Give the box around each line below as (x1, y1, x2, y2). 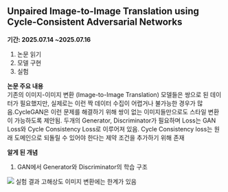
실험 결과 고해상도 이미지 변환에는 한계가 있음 (15, 177, 137, 185)
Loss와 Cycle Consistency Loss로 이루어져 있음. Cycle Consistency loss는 (7, 125, 213, 133)
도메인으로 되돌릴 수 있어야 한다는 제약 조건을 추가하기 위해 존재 (14, 134, 185, 142)
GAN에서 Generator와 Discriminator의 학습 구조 (16, 162, 148, 171)
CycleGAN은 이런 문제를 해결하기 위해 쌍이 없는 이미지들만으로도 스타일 (14, 107, 207, 116)
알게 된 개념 (7, 148, 38, 156)
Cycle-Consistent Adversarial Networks (7, 17, 183, 28)
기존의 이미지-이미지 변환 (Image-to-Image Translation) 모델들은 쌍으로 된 (7, 90, 209, 98)
